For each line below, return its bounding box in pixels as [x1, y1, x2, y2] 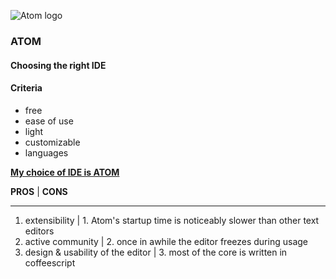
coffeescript [24, 256, 76, 269]
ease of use [24, 115, 74, 127]
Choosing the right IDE [10, 59, 107, 71]
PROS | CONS [10, 185, 68, 197]
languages [24, 146, 69, 159]
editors [24, 225, 55, 237]
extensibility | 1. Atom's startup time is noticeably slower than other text [24, 214, 320, 226]
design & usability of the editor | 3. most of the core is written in [24, 246, 288, 258]
